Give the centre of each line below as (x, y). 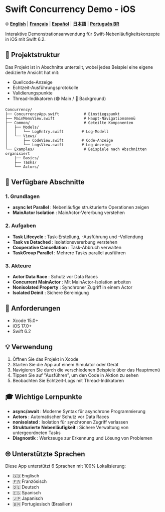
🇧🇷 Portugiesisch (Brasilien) (42, 504)
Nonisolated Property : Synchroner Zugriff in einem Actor (72, 287)
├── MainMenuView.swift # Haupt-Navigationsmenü (70, 118)
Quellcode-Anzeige (32, 82)
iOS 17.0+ (22, 326)
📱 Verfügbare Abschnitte (45, 182)
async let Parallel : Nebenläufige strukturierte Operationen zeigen (81, 208)
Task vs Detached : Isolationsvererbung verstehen (65, 242)
